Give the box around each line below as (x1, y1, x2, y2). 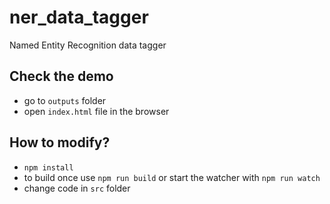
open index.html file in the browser (23, 105, 170, 117)
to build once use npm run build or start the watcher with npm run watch (23, 171, 321, 183)
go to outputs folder (23, 94, 107, 106)
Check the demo (9, 68, 114, 85)
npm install (23, 162, 74, 173)
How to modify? (9, 134, 111, 151)
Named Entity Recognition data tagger (9, 39, 167, 51)
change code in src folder (23, 182, 131, 194)
